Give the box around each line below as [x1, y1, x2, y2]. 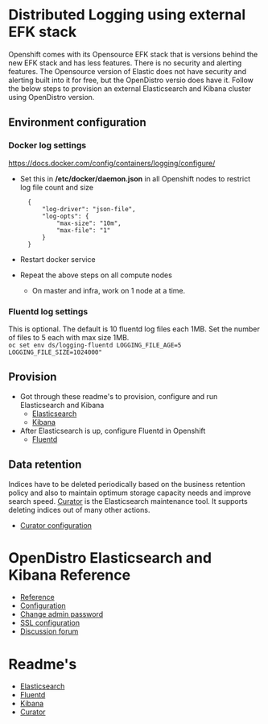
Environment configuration [8, 115, 146, 130]
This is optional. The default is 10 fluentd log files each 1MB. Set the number [8, 324, 260, 334]
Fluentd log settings [8, 306, 89, 317]
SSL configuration [19, 618, 80, 628]
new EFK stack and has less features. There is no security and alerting [8, 58, 242, 68]
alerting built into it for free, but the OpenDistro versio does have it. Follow [8, 75, 254, 85]
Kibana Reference [8, 566, 131, 584]
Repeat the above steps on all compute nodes [19, 270, 173, 280]
